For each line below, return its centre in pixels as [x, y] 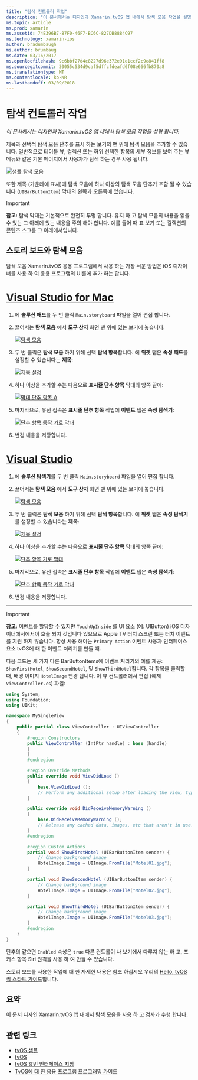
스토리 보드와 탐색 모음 [45, 251]
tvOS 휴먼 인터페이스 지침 [44, 1064]
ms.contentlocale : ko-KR [37, 77]
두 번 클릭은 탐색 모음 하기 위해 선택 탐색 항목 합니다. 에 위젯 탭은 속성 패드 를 [101, 352]
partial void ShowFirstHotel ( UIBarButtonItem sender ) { [98, 852]
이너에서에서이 [23, 633]
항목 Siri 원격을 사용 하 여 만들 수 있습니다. [65, 959]
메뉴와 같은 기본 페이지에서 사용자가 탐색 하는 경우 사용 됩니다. [77, 159]
